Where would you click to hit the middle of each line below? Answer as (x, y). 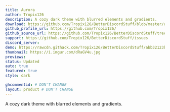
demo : (11, 47)
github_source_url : (26, 33)
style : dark (18, 76)
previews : (16, 57)
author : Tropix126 (25, 15)
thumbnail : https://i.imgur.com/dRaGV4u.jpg (53, 52)
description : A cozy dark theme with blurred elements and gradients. (81, 19)
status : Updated (22, 62)
